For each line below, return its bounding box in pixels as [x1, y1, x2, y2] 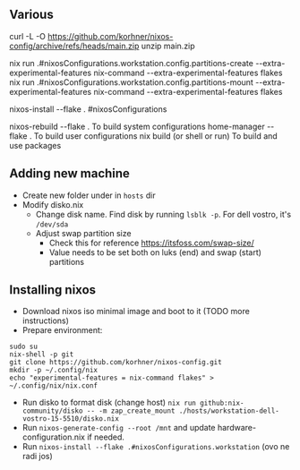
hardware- [217, 423, 257, 433]
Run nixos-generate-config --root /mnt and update [21, 423, 217, 433]
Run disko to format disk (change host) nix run [21, 397, 197, 408]
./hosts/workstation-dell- [178, 406, 279, 415]
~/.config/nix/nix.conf [9, 381, 99, 390]
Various [9, 7, 54, 22]
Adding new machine [9, 166, 130, 182]
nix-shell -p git [9, 350, 74, 359]
